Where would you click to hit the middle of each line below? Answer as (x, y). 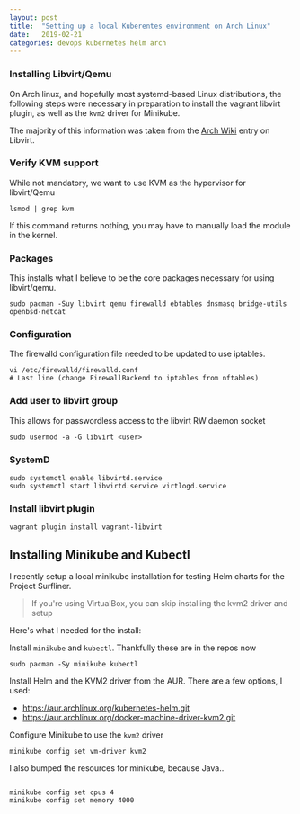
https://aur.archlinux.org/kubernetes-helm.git (106, 708)
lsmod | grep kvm (42, 209)
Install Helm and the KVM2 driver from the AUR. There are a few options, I (146, 681)
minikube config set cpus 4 (62, 792)
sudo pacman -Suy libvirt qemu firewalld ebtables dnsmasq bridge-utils (148, 304)
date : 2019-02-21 (46, 34)
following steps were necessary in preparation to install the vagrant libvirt (145, 103)
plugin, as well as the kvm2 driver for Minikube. (95, 112)
